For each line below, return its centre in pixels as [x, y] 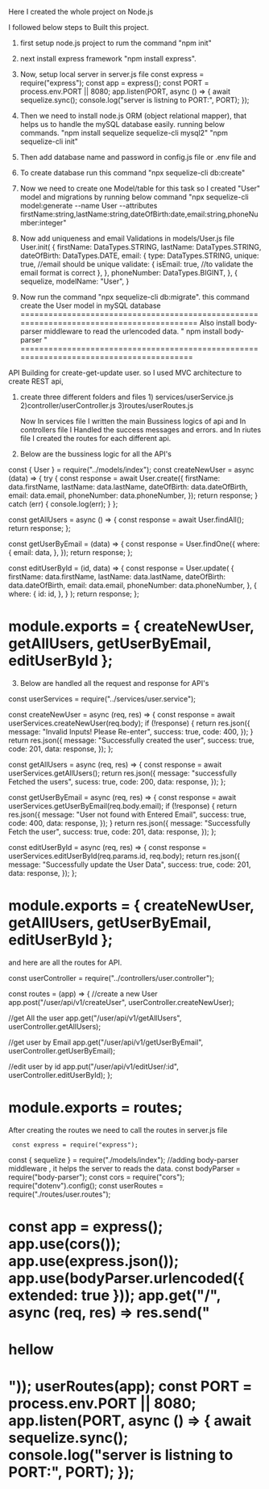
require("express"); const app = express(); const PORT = [114, 83]
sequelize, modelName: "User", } [74, 281]
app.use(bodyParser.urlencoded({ [126, 1278]
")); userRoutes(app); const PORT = [130, 1387]
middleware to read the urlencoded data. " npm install [133, 331]
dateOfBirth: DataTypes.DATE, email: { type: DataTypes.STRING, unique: [139, 255]
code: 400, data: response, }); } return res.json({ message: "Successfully [130, 822]
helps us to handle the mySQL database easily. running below [122, 124]
